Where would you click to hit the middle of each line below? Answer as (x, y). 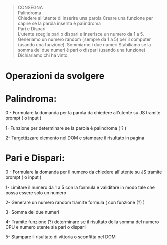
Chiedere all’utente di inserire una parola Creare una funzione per (85, 18)
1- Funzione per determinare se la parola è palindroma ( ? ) (66, 128)
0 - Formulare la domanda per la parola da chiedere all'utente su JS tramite (83, 113)
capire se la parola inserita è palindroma (59, 23)
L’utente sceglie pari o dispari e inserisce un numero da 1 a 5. (81, 34)
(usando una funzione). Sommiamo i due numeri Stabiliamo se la (84, 45)
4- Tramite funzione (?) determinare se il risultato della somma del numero (82, 222)
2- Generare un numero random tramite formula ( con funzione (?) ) (75, 202)
